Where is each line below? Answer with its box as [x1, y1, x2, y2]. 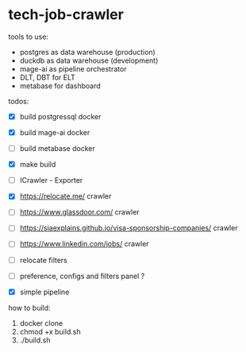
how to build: [8, 303, 51, 312]
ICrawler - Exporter [19, 176, 83, 185]
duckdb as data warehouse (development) [19, 56, 159, 65]
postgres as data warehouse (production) [19, 47, 156, 56]
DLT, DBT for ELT [19, 72, 75, 82]
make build [19, 160, 56, 169]
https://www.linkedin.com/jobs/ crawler [19, 239, 149, 249]
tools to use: [8, 32, 49, 41]
